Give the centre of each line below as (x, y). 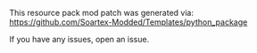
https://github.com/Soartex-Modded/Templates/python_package (128, 22)
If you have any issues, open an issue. (79, 39)
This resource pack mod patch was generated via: (102, 13)
